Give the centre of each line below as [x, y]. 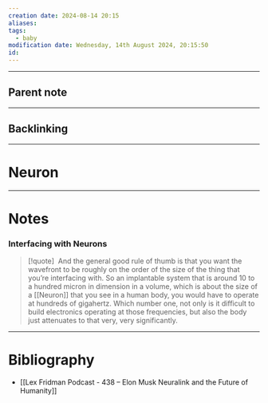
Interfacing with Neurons [58, 243]
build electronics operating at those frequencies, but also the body [137, 312]
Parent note [38, 93]
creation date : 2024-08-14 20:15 [64, 16]
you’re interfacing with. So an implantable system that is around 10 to [141, 278]
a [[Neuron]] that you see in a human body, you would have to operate [143, 295]
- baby [26, 38]
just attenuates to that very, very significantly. [102, 321]
